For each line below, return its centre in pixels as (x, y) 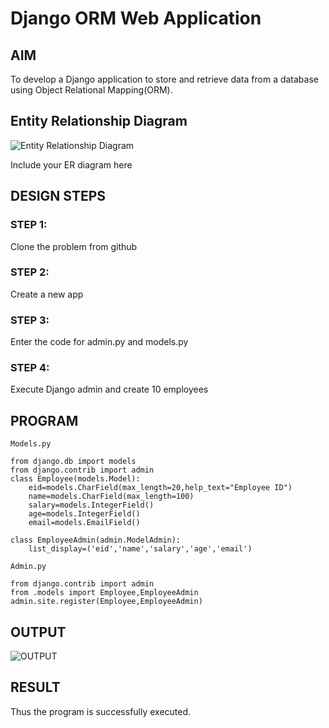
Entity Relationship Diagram (99, 121)
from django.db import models (73, 462)
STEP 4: (30, 368)
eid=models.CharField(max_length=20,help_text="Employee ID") (160, 488)
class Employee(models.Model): (75, 479)
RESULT (35, 687)
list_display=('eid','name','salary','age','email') (140, 549)
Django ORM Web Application (136, 18)
